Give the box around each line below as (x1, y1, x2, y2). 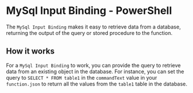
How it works (6, 46, 55, 56)
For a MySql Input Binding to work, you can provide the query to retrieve (6, 62, 181, 69)
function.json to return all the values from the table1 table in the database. (6, 80, 188, 87)
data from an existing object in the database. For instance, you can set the (6, 68, 185, 75)
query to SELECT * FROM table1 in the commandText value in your (6, 74, 157, 81)
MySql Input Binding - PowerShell (6, 4, 172, 17)
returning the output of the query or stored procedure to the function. (6, 29, 173, 36)
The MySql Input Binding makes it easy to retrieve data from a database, (6, 23, 181, 30)
